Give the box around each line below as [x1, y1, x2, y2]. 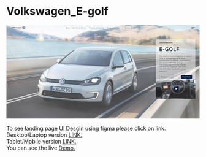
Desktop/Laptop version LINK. [6, 131, 83, 139]
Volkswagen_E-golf [6, 4, 109, 18]
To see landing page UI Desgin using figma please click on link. [6, 124, 166, 132]
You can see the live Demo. [6, 144, 75, 151]
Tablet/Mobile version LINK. [6, 138, 77, 145]
